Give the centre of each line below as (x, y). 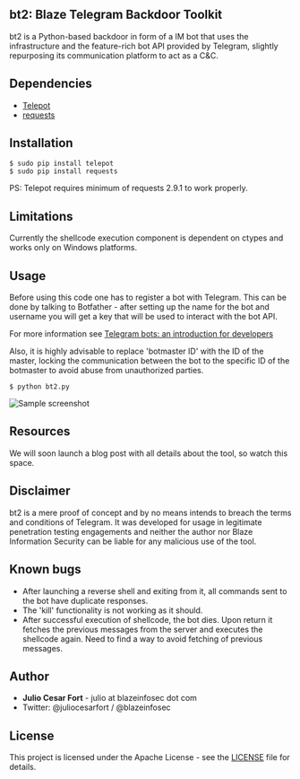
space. (22, 462)
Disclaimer (40, 491)
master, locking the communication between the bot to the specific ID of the (150, 361)
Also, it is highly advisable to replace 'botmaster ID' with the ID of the (137, 351)
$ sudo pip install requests (64, 171)
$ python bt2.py (39, 387)
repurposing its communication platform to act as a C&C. (114, 55)
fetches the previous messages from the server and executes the (142, 629)
